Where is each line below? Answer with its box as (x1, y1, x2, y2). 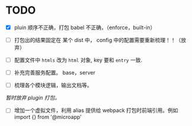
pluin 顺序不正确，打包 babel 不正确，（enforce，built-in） (14, 24, 156, 31)
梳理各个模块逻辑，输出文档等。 (14, 82, 92, 89)
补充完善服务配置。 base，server (14, 69, 95, 76)
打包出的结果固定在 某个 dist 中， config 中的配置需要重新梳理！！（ (14, 37, 181, 43)
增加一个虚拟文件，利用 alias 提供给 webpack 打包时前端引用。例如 (14, 107, 178, 114)
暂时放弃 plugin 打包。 (5, 94, 60, 101)
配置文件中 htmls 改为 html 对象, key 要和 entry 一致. (14, 57, 143, 64)
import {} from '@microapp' (14, 114, 82, 121)
